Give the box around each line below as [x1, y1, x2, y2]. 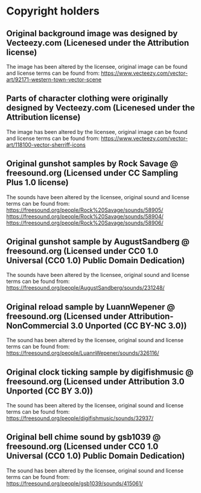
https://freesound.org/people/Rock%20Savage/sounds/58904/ [6, 212, 164, 220]
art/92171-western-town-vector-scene [6, 76, 101, 83]
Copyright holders [6, 4, 100, 18]
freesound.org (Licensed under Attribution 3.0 [6, 376, 185, 387]
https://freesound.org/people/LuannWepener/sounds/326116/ [6, 349, 159, 357]
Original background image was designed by [6, 28, 178, 39]
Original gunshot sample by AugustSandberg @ [6, 237, 190, 247]
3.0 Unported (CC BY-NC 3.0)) [70, 320, 187, 331]
